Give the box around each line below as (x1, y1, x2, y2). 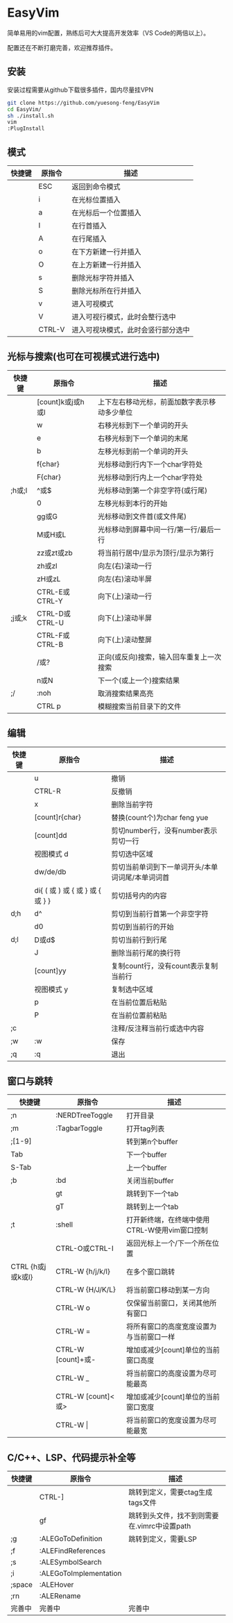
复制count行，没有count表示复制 (111, 961, 218, 970)
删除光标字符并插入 (71, 273, 135, 283)
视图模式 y (34, 984, 68, 994)
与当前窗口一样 (126, 1332, 175, 1342)
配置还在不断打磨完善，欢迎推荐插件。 (7, 43, 116, 51)
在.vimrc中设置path (128, 1522, 191, 1531)
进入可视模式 (71, 298, 114, 308)
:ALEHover (39, 1580, 74, 1590)
